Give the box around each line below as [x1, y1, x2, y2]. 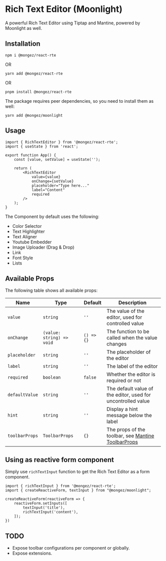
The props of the [106, 426, 146, 433]
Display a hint [106, 406, 138, 413]
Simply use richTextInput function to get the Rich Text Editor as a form [5, 469, 150, 475]
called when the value [106, 334, 158, 341]
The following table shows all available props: [5, 287, 98, 293]
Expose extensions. [12, 550, 52, 556]
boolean [42, 375, 61, 380]
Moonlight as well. [5, 25, 42, 31]
